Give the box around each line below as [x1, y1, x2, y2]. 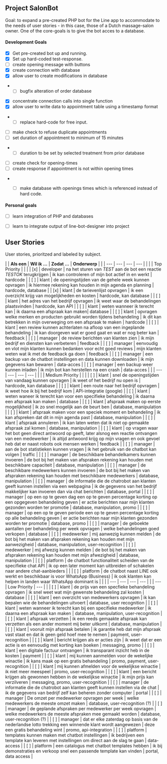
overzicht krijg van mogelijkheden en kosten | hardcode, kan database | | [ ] [5, 293, 161, 299]
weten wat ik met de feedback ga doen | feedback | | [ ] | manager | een [5, 351, 153, 357]
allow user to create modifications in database [12, 73, 108, 79]
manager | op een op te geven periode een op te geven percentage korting [5, 510, 159, 516]
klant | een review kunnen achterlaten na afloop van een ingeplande [5, 324, 145, 330]
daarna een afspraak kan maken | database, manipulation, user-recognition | [5, 611, 163, 616]
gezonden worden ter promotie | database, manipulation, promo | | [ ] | [5, 504, 151, 510]
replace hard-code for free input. [19, 119, 88, 125]
